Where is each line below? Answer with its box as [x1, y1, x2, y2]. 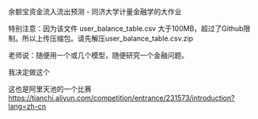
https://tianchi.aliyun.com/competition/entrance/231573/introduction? [8, 94, 235, 102]
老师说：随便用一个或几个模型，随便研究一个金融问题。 [8, 51, 188, 59]
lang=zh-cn [8, 102, 47, 111]
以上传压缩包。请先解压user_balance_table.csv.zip [28, 34, 194, 43]
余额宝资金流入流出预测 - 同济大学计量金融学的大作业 [8, 7, 182, 16]
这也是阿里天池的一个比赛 [8, 84, 92, 94]
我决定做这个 [8, 67, 50, 77]
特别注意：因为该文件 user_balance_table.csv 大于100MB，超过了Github [8, 24, 244, 33]
